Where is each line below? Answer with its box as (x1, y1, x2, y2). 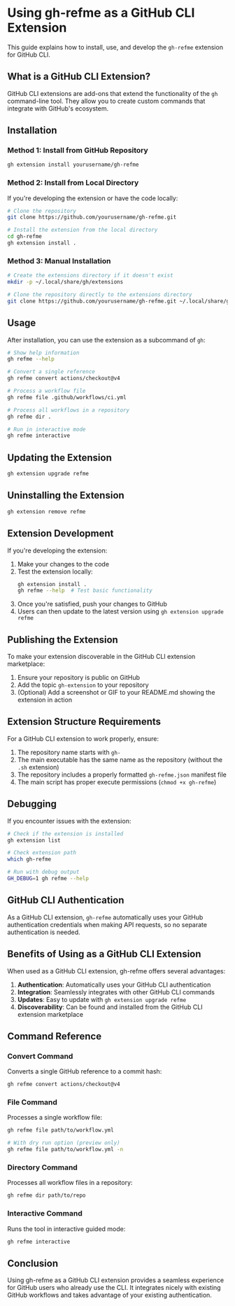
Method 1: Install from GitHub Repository (7, 146, 148, 155)
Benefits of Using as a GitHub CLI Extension (7, 948, 201, 960)
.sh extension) (17, 763, 59, 771)
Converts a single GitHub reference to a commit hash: (7, 1067, 162, 1076)
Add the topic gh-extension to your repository (17, 681, 149, 689)
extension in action (17, 695, 72, 704)
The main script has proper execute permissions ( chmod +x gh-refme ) (17, 777, 217, 786)
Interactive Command (7, 1209, 83, 1218)
